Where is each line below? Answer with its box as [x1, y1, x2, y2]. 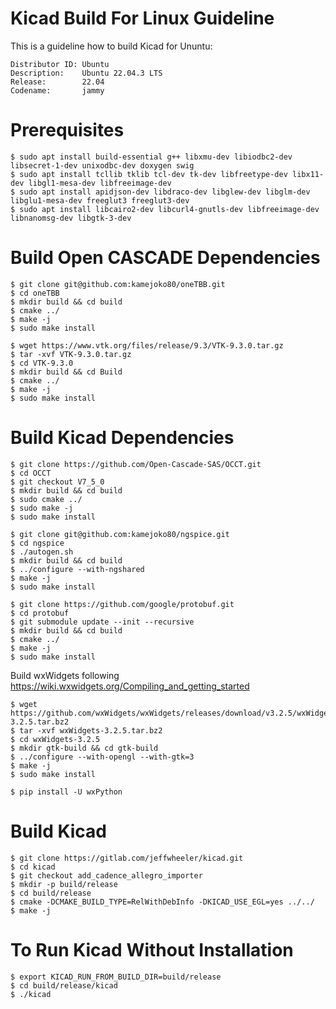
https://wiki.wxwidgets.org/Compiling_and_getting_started [10, 680, 250, 692]
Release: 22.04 [10, 77, 105, 87]
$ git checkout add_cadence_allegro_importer [10, 870, 203, 881]
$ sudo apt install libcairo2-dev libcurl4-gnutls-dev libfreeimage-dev [10, 204, 320, 214]
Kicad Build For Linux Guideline [10, 7, 275, 30]
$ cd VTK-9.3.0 [10, 358, 74, 368]
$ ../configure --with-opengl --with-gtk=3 [10, 752, 195, 762]
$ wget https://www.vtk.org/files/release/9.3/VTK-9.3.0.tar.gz [10, 340, 284, 351]
